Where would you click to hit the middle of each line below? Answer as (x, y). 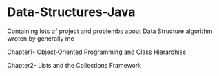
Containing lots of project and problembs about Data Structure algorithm (110, 31)
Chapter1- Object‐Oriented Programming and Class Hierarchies (97, 52)
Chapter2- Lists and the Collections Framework (74, 65)
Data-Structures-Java (71, 12)
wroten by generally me (41, 38)
